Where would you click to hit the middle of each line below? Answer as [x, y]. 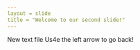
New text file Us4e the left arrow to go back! [70, 39]
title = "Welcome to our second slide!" [67, 20]
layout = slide [29, 13]
